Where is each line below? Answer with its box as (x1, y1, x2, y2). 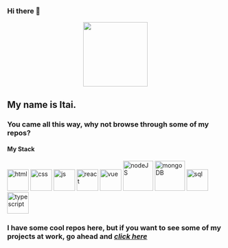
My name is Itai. (7, 99, 77, 111)
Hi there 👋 (7, 6, 41, 16)
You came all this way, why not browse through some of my (7, 120, 209, 129)
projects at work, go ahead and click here (7, 232, 148, 241)
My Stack (7, 145, 35, 153)
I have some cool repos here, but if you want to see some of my (7, 223, 222, 232)
